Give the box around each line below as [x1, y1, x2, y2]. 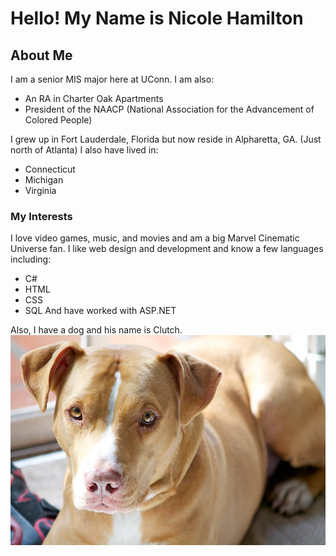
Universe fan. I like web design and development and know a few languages [10, 243, 324, 255]
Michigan [24, 174, 64, 186]
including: [10, 253, 52, 266]
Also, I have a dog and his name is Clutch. [10, 324, 183, 336]
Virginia [24, 185, 57, 196]
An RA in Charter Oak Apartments [24, 93, 164, 104]
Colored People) [24, 114, 93, 126]
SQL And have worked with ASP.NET [24, 305, 177, 317]
